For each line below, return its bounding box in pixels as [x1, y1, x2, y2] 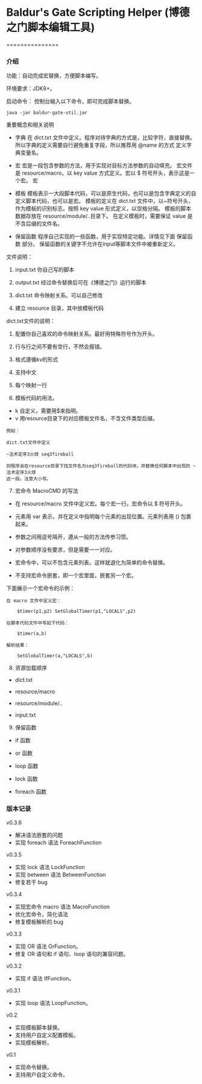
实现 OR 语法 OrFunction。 [14, 943, 81, 950]
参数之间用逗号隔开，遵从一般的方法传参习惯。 [14, 533, 131, 540]
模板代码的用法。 [14, 394, 58, 402]
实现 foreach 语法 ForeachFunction [14, 839, 102, 846]
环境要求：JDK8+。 [6, 85, 55, 92]
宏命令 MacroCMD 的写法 [14, 487, 78, 495]
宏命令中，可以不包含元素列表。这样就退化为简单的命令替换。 [14, 559, 169, 566]
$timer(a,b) [17, 630, 47, 637]
